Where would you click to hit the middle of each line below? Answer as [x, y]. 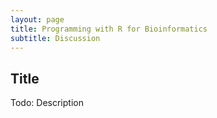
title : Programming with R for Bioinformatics [109, 29]
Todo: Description [47, 103]
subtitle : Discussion [55, 38]
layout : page [37, 19]
